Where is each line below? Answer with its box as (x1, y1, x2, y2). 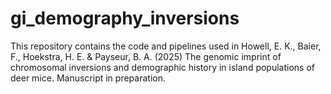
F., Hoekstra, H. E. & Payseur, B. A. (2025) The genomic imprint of (10, 50, 282, 62)
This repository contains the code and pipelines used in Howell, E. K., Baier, (10, 40, 322, 52)
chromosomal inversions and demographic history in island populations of (10, 61, 316, 73)
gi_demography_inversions (10, 7, 240, 30)
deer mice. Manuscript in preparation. (10, 72, 166, 84)
